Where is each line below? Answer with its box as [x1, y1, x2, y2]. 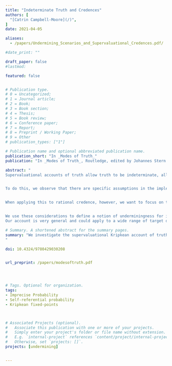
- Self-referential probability [5, 297, 74, 302]
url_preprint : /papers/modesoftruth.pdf [5, 260, 93, 265]
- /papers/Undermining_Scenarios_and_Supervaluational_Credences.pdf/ [10, 41, 164, 46]
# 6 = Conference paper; [5, 120, 58, 126]
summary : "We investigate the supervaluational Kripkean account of [5, 232, 155, 238]
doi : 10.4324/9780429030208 [5, 246, 66, 252]
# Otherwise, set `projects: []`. [5, 339, 83, 344]
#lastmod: [5, 64, 27, 69]
